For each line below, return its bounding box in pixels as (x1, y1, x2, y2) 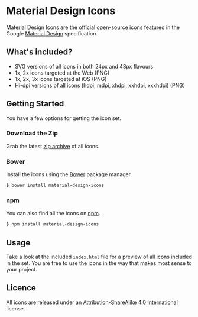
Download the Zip (6, 129, 58, 137)
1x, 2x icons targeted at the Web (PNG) (14, 69, 110, 76)
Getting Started (6, 99, 64, 109)
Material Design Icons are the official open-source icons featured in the (6, 24, 180, 31)
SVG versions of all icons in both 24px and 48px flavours (14, 63, 154, 70)
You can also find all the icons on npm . (6, 210, 100, 217)
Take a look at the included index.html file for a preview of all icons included (6, 253, 192, 261)
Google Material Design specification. (6, 30, 98, 37)
